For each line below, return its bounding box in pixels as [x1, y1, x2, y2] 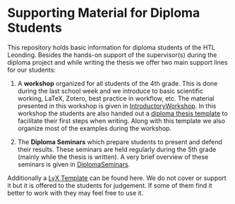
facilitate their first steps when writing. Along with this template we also [17, 116, 226, 125]
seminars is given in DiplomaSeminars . [17, 160, 131, 168]
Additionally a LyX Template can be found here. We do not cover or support [7, 174, 227, 182]
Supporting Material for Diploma [7, 5, 200, 21]
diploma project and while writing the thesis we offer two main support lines [7, 58, 228, 66]
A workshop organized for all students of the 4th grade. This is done [17, 79, 218, 87]
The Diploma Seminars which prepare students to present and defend [17, 137, 222, 146]
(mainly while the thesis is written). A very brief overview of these [17, 153, 209, 161]
